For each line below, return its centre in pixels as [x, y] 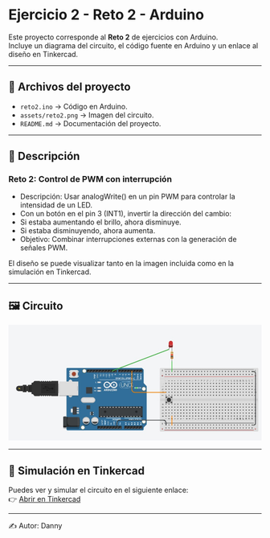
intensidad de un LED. [56, 205]
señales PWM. [44, 248]
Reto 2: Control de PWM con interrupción [90, 179]
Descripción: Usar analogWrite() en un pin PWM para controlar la [127, 197]
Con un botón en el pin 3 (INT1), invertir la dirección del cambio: [125, 214]
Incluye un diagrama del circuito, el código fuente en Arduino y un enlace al [133, 45]
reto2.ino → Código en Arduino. [74, 106]
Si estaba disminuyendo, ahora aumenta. [88, 231]
